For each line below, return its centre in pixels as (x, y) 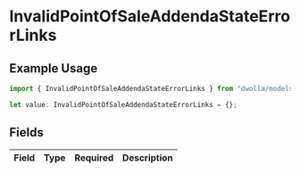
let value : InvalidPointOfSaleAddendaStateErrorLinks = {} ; (124, 104)
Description (148, 158)
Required (94, 158)
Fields (27, 132)
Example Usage (54, 68)
